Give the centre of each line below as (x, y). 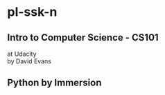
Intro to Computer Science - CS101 (83, 38)
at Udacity (22, 54)
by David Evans (29, 61)
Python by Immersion (54, 83)
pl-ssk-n (32, 12)
